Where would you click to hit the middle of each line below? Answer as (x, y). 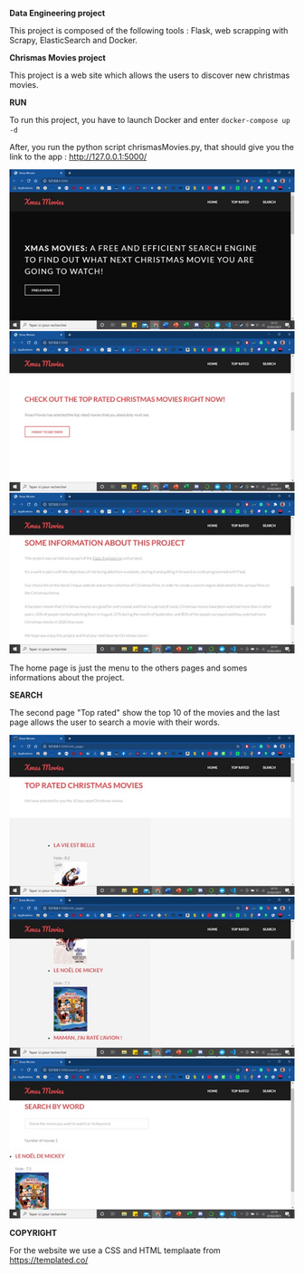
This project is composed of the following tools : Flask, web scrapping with (149, 30)
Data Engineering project (57, 13)
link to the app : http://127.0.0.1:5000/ (78, 157)
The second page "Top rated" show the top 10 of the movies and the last (145, 712)
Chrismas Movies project (57, 57)
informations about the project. (67, 677)
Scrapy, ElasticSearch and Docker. (74, 40)
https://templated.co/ (49, 1260)
